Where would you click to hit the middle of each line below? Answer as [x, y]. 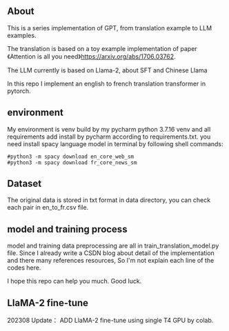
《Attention [21, 56]
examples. [22, 35]
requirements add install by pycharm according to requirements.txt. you [109, 137]
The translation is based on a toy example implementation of [93, 48]
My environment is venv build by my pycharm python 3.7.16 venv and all [109, 129]
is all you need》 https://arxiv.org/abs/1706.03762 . [106, 56]
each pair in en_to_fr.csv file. [48, 208]
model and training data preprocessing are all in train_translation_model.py [113, 246]
